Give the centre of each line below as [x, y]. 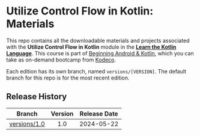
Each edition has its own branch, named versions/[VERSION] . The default [96, 71]
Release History [37, 97]
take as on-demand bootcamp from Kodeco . [61, 60]
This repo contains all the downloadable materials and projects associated [98, 40]
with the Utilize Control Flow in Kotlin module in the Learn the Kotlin [91, 47]
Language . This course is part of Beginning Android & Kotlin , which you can [100, 53]
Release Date [99, 114]
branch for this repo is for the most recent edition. [68, 78]
